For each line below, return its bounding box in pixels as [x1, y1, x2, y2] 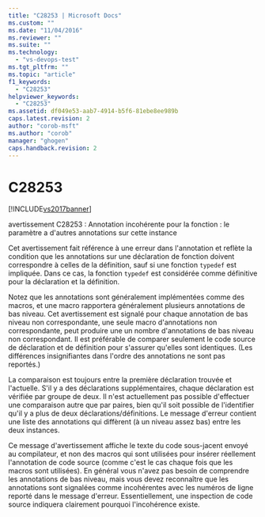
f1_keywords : [8, 78, 51, 86]
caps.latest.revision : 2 [8, 115, 90, 123]
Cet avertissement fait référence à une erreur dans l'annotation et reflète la [8, 243, 253, 253]
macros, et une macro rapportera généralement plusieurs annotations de [8, 301, 245, 310]
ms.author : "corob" [8, 129, 73, 137]
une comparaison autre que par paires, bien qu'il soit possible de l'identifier [8, 401, 255, 410]
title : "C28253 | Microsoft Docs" [8, 11, 123, 20]
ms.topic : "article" [8, 70, 77, 78]
